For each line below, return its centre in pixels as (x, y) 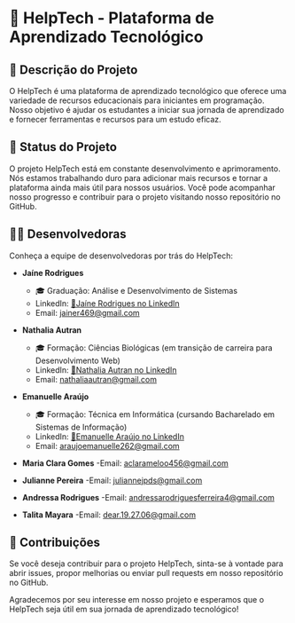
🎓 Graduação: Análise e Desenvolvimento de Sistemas (136, 290)
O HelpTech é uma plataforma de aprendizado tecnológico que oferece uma (148, 91)
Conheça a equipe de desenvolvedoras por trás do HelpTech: (121, 256)
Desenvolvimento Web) (78, 360)
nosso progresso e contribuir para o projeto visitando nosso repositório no (145, 197)
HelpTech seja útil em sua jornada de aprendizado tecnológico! (124, 609)
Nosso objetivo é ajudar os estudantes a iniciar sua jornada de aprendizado (147, 110)
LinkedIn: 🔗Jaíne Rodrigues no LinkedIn (107, 303)
